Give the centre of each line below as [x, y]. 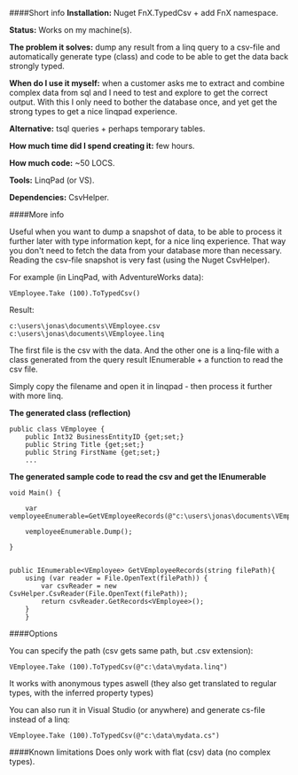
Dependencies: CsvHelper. [59, 197]
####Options [33, 634]
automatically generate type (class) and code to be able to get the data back [149, 56]
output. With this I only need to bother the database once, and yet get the [143, 102]
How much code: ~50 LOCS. [62, 163]
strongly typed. [37, 66]
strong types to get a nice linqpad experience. [93, 111]
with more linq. [36, 395]
